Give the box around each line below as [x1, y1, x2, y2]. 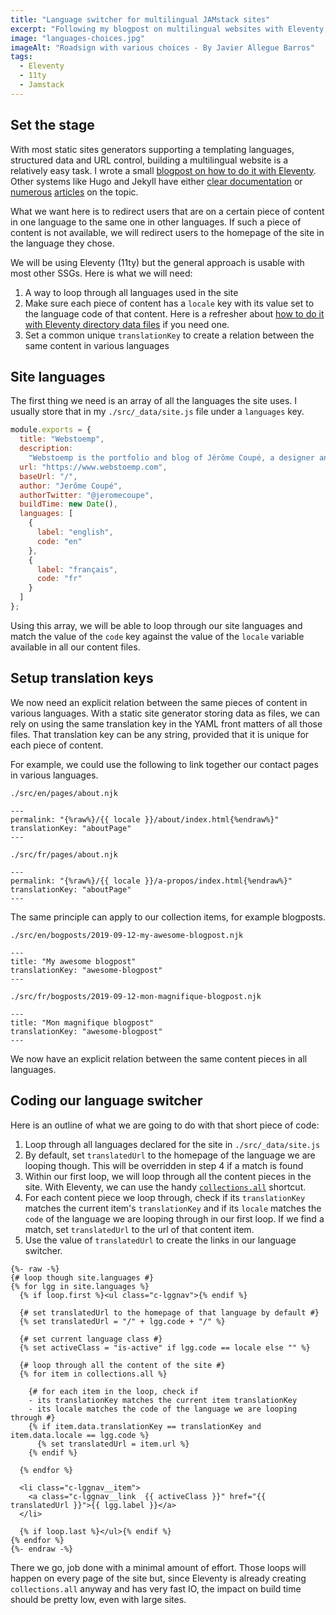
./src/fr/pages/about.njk [10, 849, 118, 860]
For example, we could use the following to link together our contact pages [10, 758, 319, 770]
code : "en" [36, 536, 83, 546]
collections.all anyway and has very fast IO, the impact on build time [10, 1582, 302, 1595]
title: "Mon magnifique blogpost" [10, 1017, 155, 1028]
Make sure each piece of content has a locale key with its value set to [24, 297, 315, 309]
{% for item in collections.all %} [19, 1369, 168, 1379]
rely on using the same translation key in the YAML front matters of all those [10, 717, 323, 730]
